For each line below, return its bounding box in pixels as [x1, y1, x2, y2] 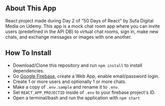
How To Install [5, 48, 52, 58]
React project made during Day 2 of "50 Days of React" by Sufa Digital [5, 17, 154, 23]
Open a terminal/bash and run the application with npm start [12, 94, 140, 101]
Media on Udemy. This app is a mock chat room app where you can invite [5, 23, 160, 29]
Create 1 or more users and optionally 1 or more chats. [12, 78, 127, 85]
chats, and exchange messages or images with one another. [5, 34, 132, 40]
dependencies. [12, 67, 44, 73]
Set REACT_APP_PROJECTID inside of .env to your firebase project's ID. [12, 89, 156, 95]
